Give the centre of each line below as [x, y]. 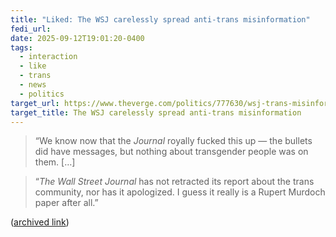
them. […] [55, 162]
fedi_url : [31, 29]
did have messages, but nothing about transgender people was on [171, 152]
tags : [21, 47]
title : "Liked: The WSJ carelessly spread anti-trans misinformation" [160, 19]
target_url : [35, 103]
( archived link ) [40, 222]
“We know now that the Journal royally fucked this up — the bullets [173, 141]
